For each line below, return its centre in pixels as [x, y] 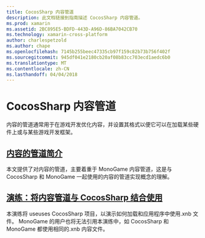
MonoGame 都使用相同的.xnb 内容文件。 [57, 229]
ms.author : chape [28, 46]
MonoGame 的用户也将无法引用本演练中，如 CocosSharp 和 [93, 221]
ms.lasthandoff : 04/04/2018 [42, 74]
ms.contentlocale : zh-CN [38, 69]
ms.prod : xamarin [28, 23]
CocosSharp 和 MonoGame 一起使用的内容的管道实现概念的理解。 [89, 177]
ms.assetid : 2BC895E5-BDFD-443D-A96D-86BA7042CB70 [72, 29]
